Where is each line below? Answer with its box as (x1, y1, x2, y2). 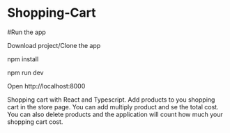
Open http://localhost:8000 (7, 81, 86, 90)
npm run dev (7, 68, 44, 77)
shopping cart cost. (7, 117, 63, 126)
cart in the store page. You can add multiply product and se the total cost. (7, 102, 219, 111)
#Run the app (7, 28, 47, 36)
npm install (7, 54, 39, 63)
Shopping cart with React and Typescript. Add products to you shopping (7, 95, 215, 104)
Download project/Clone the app (7, 41, 101, 49)
